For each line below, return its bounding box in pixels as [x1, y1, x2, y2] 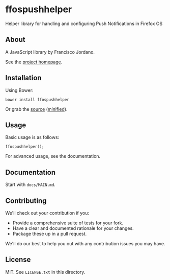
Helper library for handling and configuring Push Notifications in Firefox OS [5, 20, 163, 27]
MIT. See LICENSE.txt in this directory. [5, 269, 86, 275]
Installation [5, 74, 42, 82]
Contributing [5, 196, 47, 205]
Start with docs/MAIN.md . [5, 181, 56, 188]
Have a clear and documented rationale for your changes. [12, 225, 134, 231]
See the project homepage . [5, 59, 63, 65]
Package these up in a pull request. [12, 231, 87, 237]
